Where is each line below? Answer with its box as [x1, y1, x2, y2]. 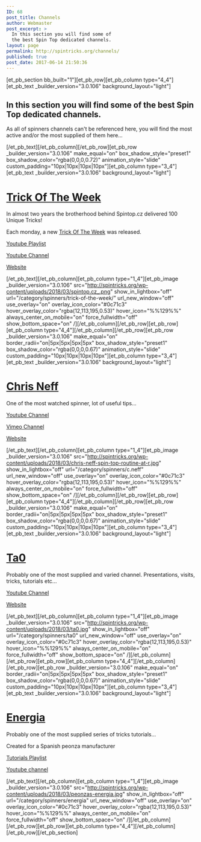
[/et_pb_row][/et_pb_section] [6, 829, 78, 837]
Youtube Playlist [6, 240, 46, 248]
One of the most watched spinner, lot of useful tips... [6, 400, 137, 407]
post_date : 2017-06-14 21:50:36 [6, 59, 87, 65]
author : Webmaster [6, 20, 52, 26]
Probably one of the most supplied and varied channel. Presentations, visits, [6, 571, 196, 579]
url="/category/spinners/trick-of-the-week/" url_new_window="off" [6, 294, 175, 302]
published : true [6, 54, 47, 60]
